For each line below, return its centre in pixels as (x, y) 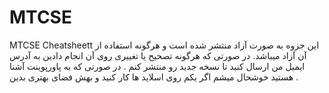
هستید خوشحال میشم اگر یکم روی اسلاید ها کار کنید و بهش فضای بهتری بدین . (154, 77)
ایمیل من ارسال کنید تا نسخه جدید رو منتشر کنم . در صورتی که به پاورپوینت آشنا (157, 66)
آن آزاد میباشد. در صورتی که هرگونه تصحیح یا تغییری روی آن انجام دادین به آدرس (158, 55)
